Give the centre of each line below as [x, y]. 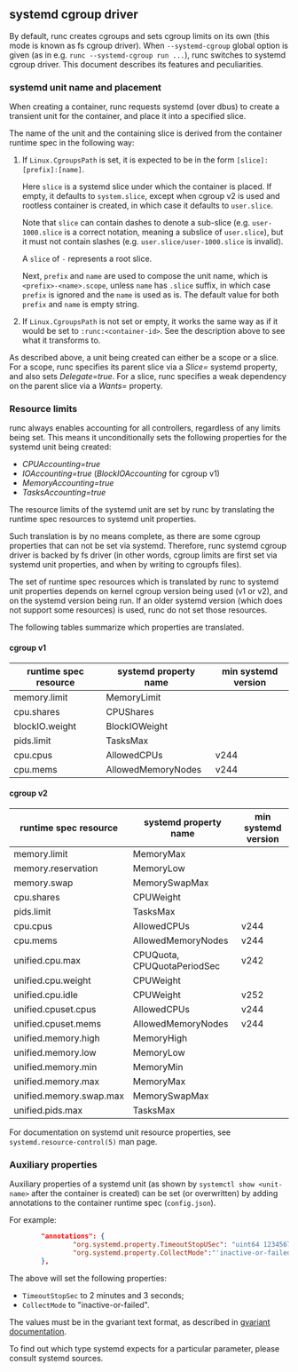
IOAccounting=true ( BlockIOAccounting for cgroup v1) [121, 473]
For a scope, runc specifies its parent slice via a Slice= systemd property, [143, 367]
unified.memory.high [57, 1038]
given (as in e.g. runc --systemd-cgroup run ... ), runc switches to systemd [148, 55]
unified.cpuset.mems [58, 1023]
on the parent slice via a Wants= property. [86, 386]
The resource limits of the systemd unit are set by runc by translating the [142, 510]
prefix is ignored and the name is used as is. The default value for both [150, 295]
